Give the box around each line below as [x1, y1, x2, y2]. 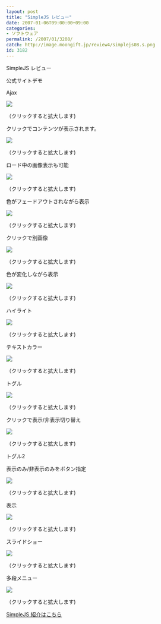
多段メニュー [6, 574, 37, 581]
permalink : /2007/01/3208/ [6, 36, 73, 42]
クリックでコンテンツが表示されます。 [6, 125, 100, 132]
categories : [6, 25, 36, 31]
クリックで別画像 [6, 234, 48, 241]
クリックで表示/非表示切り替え [6, 416, 81, 423]
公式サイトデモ [6, 77, 43, 84]
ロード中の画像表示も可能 [6, 161, 69, 168]
